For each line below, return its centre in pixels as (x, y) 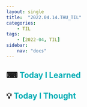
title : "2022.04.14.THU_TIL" (44, 17)
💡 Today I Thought (41, 96)
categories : (21, 23)
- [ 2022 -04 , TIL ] (39, 40)
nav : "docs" (32, 51)
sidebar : (17, 46)
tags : (13, 34)
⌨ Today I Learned (43, 75)
